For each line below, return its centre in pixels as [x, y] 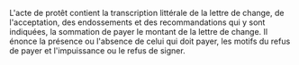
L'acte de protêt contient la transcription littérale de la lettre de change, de [147, 13]
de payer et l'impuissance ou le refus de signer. [98, 51]
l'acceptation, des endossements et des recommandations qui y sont [137, 22]
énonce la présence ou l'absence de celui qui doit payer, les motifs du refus [150, 41]
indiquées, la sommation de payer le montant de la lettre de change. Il [139, 32]
